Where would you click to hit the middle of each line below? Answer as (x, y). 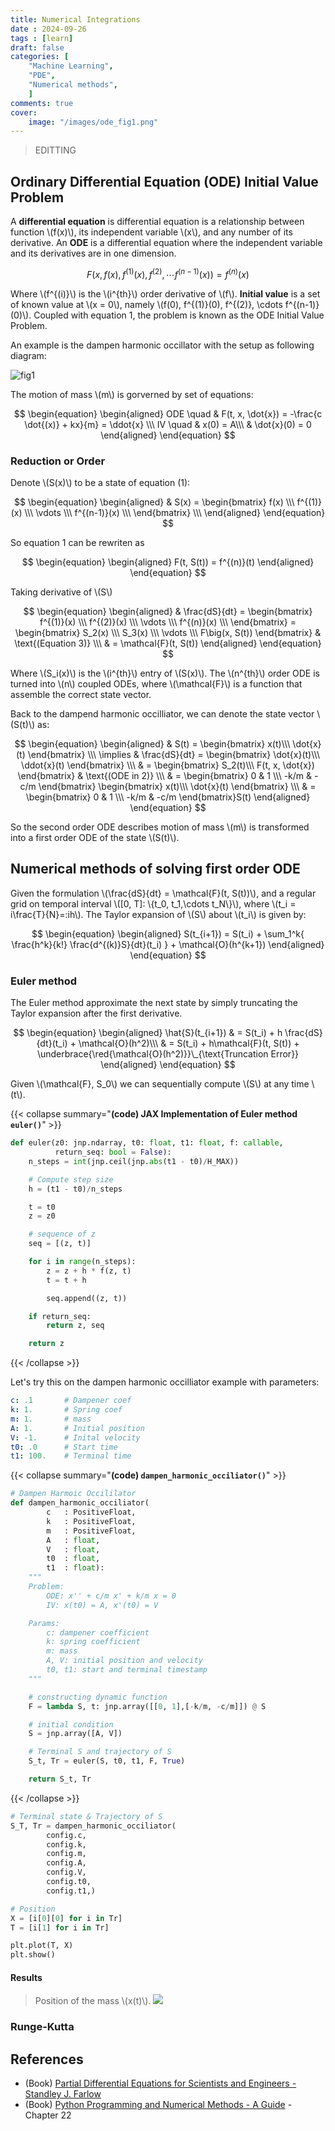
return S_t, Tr (60, 1779)
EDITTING (55, 150)
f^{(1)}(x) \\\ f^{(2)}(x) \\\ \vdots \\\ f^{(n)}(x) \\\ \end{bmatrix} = (168, 622)
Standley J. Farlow (63, 2094)
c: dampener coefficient (98, 1632)
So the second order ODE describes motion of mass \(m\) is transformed (160, 827)
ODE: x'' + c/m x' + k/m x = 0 (111, 1596)
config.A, (66, 1863)
